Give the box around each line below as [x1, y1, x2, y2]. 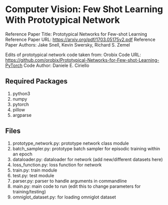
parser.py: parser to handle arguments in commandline [12, 178, 128, 184]
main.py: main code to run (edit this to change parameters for [12, 183, 141, 189]
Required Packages [5, 77, 68, 86]
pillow [12, 106, 25, 112]
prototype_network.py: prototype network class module [12, 140, 129, 146]
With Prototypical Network [5, 14, 120, 26]
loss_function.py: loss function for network [12, 161, 102, 168]
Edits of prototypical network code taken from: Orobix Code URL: [5, 52, 141, 58]
